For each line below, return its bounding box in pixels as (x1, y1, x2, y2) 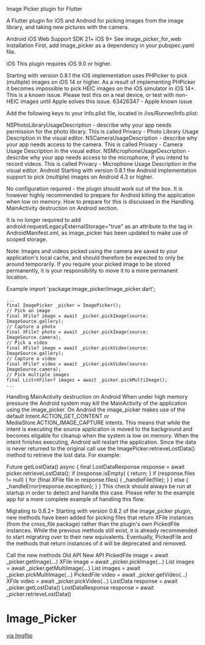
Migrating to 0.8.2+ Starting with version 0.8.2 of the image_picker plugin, (6, 507, 192, 515)
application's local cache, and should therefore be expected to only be (6, 254, 184, 261)
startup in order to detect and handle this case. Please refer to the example (6, 489, 195, 496)
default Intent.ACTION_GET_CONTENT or (6, 413, 110, 419)
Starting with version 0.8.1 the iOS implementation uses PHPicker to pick (6, 72, 188, 79)
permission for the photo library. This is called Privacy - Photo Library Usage (6, 128, 199, 135)
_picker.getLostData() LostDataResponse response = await (6, 584, 154, 591)
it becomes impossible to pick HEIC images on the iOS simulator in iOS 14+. (6, 85, 196, 92)
